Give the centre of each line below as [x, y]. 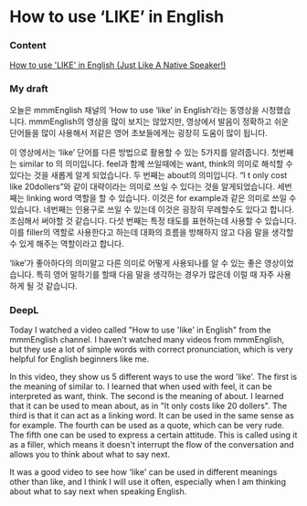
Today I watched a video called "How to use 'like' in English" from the [140, 330]
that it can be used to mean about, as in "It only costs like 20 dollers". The [148, 406]
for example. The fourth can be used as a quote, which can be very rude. [147, 426]
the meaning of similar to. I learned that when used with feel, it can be [141, 386]
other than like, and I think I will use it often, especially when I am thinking [148, 482]
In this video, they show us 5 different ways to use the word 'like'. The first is [153, 377]
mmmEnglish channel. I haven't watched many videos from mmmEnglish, [147, 340]
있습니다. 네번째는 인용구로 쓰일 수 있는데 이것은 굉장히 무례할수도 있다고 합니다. [152, 209]
